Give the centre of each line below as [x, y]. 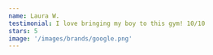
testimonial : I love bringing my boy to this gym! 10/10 [107, 23]
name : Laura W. [34, 16]
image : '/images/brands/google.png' [70, 38]
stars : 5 [23, 31]
